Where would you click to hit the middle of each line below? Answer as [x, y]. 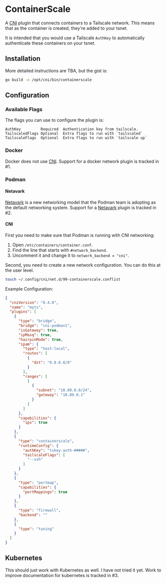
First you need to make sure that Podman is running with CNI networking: [80, 235]
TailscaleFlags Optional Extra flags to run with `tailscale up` [76, 138]
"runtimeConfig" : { [38, 445]
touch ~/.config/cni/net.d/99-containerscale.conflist [63, 279]
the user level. [20, 270]
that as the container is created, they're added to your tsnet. [66, 28]
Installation [23, 59]
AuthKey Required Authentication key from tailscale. [72, 129]
